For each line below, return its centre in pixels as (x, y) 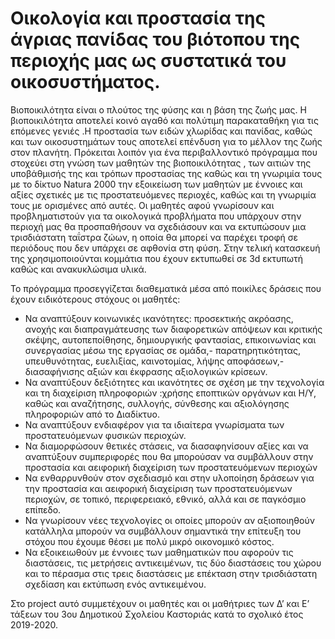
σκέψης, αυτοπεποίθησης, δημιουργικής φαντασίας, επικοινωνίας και (170, 339)
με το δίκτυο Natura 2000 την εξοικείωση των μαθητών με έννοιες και (156, 184)
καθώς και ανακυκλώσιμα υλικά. (78, 269)
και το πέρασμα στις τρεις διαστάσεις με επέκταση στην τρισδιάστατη (171, 573)
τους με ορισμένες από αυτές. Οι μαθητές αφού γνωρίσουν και (142, 205)
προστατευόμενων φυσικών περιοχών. (105, 435)
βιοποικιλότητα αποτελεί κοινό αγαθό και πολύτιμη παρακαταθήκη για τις (164, 120)
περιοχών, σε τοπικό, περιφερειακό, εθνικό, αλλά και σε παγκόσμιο (165, 499)
